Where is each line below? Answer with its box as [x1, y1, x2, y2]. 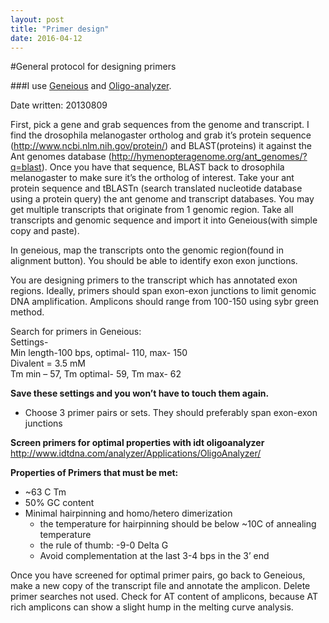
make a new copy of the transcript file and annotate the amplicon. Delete [10, 580, 311, 592]
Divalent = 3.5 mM [10, 357, 87, 370]
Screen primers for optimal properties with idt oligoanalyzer [10, 437, 265, 449]
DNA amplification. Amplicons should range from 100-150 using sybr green [10, 296, 320, 308]
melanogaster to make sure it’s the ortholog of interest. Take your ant [10, 172, 295, 184]
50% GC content [24, 497, 95, 509]
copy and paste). [10, 225, 80, 237]
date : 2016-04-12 [10, 33, 83, 43]
